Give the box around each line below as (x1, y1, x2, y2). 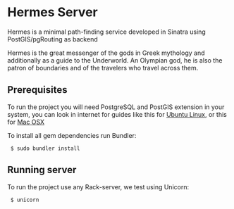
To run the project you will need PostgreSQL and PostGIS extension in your (7, 103, 225, 111)
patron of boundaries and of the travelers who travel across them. (7, 63, 199, 72)
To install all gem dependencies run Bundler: (7, 131, 137, 139)
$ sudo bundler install (10, 145, 80, 152)
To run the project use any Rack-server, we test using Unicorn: (7, 182, 189, 191)
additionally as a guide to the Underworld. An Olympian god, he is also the (7, 56, 223, 64)
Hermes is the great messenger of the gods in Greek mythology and (7, 49, 206, 57)
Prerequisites (7, 84, 68, 96)
